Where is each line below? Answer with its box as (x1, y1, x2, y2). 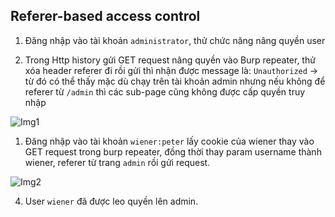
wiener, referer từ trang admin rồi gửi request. (24, 156, 211, 168)
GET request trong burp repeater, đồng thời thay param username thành (24, 145, 322, 158)
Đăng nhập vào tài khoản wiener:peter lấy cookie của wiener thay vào (24, 135, 315, 147)
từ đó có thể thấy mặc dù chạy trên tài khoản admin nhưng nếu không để (24, 75, 326, 87)
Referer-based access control (10, 8, 201, 25)
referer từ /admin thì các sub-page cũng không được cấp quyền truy (24, 85, 306, 98)
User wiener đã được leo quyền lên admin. (24, 195, 199, 207)
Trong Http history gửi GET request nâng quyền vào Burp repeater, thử (24, 54, 316, 66)
